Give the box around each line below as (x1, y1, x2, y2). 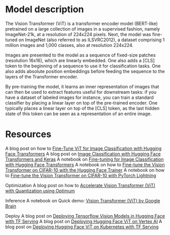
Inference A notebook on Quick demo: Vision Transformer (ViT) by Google (5, 197, 160, 203)
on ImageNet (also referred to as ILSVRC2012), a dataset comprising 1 (18, 37, 165, 43)
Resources (5, 128, 52, 140)
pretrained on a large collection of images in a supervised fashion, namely (5, 25, 160, 32)
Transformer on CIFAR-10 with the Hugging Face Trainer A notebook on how (5, 167, 165, 173)
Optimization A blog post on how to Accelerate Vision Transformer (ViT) (5, 182, 156, 188)
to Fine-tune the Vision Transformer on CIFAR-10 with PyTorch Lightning (5, 172, 156, 178)
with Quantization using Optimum (5, 188, 75, 194)
